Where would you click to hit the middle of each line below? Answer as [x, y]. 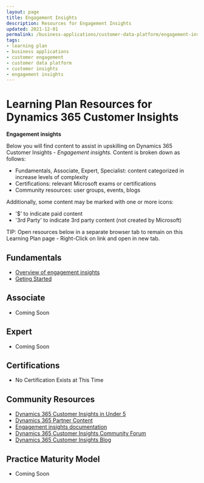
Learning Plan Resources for [79, 104]
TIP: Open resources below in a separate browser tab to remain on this [95, 232]
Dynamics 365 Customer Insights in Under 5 [70, 414]
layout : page [23, 12]
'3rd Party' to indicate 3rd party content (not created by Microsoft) [98, 220]
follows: [16, 159]
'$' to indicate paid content [49, 214]
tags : [13, 40]
